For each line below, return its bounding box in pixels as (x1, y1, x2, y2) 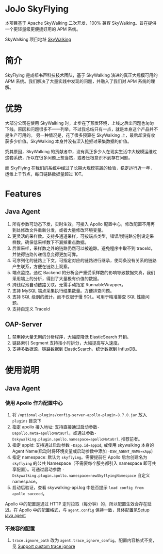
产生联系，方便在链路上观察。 (12, 263, 72, 269)
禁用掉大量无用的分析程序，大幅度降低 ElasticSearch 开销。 (12, 334, 131, 340)
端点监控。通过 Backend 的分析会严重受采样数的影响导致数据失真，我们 (12, 269, 156, 275)
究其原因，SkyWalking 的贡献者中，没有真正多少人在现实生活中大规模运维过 (5, 148, 157, 154)
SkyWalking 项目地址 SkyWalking (5, 36, 71, 42)
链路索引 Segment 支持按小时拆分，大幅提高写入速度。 (12, 340, 122, 345)
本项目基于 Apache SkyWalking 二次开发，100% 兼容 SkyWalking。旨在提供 (5, 20, 157, 26)
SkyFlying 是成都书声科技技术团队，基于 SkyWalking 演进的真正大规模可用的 (5, 72, 158, 78)
